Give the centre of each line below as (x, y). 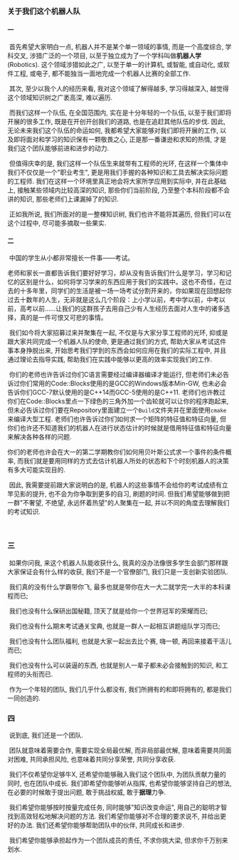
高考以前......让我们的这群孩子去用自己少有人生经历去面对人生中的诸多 (122, 309)
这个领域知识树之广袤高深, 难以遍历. (60, 98)
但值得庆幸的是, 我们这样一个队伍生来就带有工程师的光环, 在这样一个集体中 (118, 164)
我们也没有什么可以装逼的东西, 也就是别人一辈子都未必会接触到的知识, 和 (115, 665)
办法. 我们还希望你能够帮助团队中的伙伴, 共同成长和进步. (102, 825)
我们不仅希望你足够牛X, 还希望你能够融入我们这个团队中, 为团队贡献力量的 (117, 774)
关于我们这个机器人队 (44, 11)
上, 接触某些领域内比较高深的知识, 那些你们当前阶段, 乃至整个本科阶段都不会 (118, 190)
